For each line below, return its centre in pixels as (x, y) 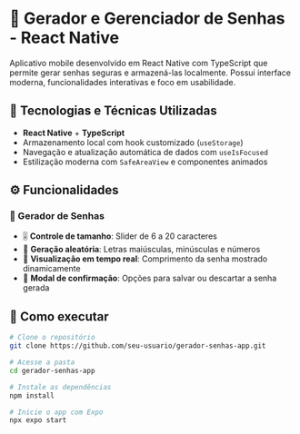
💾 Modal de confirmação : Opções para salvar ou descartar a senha (150, 278)
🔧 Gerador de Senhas (57, 216)
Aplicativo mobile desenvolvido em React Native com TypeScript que (139, 63)
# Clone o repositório (52, 338)
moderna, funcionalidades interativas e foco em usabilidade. (123, 82)
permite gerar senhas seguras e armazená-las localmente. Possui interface (150, 73)
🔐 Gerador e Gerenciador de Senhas (147, 19)
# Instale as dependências (60, 387)
